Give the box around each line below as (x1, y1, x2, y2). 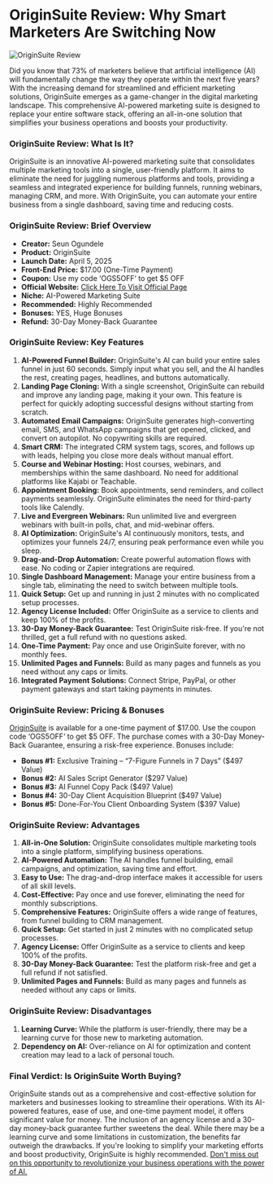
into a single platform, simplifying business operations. (20, 847, 204, 857)
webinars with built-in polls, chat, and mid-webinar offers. (20, 520, 215, 529)
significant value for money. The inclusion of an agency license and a (9, 1115, 241, 1125)
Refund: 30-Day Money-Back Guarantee (20, 316, 158, 327)
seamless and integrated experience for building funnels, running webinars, (9, 182, 262, 192)
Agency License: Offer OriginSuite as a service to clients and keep (20, 942, 245, 952)
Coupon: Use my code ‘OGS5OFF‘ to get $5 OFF (20, 273, 185, 283)
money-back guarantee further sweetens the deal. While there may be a (24, 1124, 265, 1134)
